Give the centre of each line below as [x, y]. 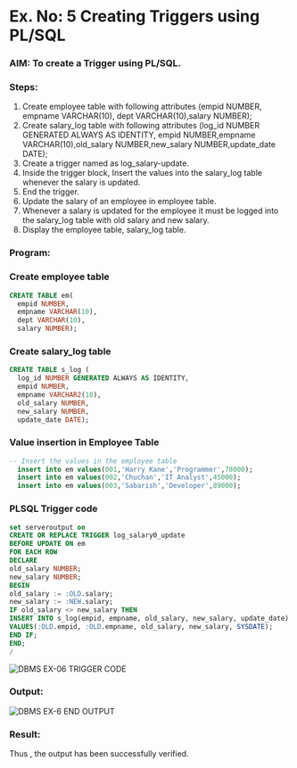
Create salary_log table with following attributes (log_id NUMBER [141, 126]
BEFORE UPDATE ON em [48, 544]
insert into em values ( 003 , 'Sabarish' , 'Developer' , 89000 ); [129, 486]
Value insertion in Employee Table [84, 442]
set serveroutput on [48, 527]
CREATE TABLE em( [41, 295]
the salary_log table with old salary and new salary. [115, 220]
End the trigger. [51, 192]
